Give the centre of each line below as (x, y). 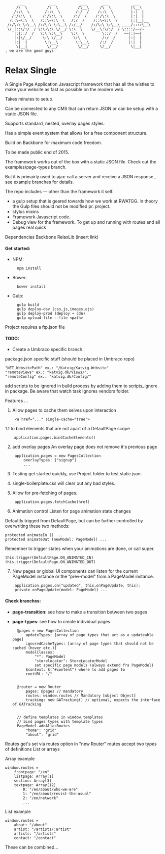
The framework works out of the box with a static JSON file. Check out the (81, 161)
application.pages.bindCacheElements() (55, 438)
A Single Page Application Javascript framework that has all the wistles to (80, 84)
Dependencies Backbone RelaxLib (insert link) (52, 237)
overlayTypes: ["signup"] (50, 460)
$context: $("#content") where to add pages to (75, 669)
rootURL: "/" (39, 674)
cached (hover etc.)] (34, 648)
